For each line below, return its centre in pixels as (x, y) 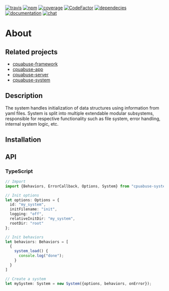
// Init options (22, 195)
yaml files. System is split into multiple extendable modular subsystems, (80, 113)
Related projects (31, 52)
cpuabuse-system (31, 80)
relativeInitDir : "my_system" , (43, 219)
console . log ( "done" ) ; (41, 256)
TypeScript (19, 171)
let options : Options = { (32, 200)
